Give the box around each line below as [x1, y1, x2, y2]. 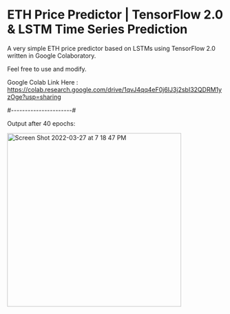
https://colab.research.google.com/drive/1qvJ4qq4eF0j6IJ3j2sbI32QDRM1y [7, 85, 222, 93]
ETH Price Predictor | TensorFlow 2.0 [7, 7, 224, 23]
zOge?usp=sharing [7, 93, 62, 101]
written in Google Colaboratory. [7, 52, 96, 60]
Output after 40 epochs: [7, 119, 76, 127]
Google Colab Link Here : [7, 78, 79, 86]
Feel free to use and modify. [7, 65, 87, 73]
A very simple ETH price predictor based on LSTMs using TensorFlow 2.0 [7, 44, 216, 52]
